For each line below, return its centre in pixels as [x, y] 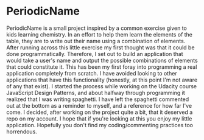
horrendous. [22, 131]
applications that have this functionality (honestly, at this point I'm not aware [102, 80]
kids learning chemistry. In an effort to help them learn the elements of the [100, 34]
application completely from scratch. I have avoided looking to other [92, 73]
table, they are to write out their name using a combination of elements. [96, 41]
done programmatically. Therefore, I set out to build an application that [95, 54]
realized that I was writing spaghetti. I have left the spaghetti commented [98, 99]
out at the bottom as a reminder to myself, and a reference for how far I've [99, 105]
